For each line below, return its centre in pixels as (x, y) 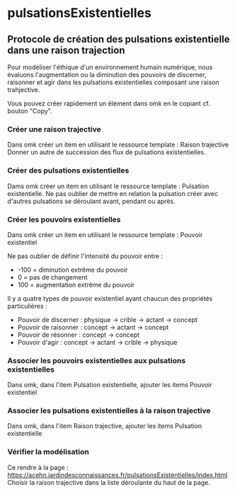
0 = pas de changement (52, 277)
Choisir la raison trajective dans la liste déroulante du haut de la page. (109, 482)
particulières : (27, 306)
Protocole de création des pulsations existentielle (118, 39)
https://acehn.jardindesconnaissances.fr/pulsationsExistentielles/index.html (117, 475)
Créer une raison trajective (54, 129)
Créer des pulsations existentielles (68, 171)
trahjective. (24, 90)
